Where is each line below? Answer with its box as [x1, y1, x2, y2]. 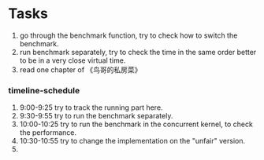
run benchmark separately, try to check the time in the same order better [19, 47, 257, 56]
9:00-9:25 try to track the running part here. [19, 103, 163, 112]
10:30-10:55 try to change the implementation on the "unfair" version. [19, 136, 246, 146]
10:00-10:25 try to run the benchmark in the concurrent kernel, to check [19, 119, 254, 129]
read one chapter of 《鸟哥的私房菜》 [19, 64, 142, 75]
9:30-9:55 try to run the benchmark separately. [19, 111, 173, 121]
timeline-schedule [8, 85, 80, 96]
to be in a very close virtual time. [19, 56, 126, 65]
